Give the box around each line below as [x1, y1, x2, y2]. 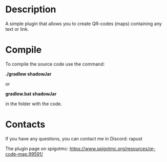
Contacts [5, 119, 46, 130]
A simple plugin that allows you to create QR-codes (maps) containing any [5, 21, 162, 27]
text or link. [5, 26, 29, 32]
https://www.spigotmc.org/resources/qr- [69, 145, 156, 152]
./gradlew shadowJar [5, 71, 52, 77]
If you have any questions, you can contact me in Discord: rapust [5, 135, 142, 141]
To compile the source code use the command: [5, 60, 105, 67]
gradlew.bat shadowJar [5, 91, 57, 97]
